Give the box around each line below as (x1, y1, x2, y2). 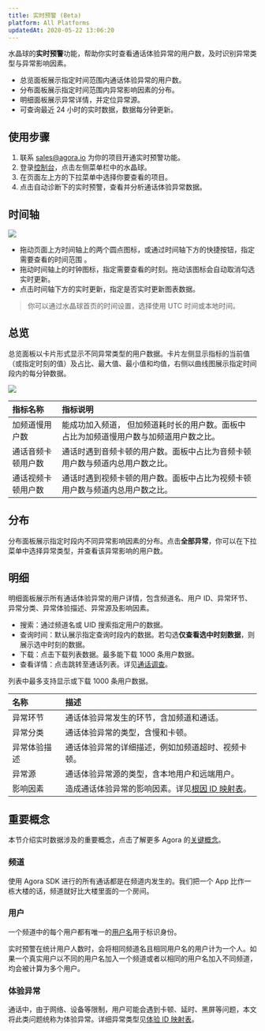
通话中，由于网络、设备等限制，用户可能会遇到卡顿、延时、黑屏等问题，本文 (8, 1005, 257, 1014)
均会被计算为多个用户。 (8, 963, 84, 973)
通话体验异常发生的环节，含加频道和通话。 (65, 712, 223, 723)
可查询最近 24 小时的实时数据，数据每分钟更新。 (19, 105, 178, 114)
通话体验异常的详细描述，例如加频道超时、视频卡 (65, 742, 247, 753)
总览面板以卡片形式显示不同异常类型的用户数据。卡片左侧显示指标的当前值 (8, 349, 250, 358)
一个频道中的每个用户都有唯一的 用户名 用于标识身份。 (8, 927, 181, 936)
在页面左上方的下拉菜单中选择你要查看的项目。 (19, 173, 172, 182)
